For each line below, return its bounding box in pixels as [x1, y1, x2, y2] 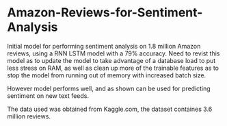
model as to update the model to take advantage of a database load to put [7, 56, 216, 64]
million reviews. [7, 112, 51, 121]
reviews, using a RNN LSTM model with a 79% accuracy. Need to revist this [7, 49, 220, 58]
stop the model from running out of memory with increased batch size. [7, 71, 206, 79]
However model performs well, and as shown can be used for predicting [7, 84, 211, 92]
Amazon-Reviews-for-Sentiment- [7, 5, 203, 21]
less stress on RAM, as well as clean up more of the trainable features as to [7, 64, 219, 72]
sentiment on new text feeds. [7, 91, 90, 100]
